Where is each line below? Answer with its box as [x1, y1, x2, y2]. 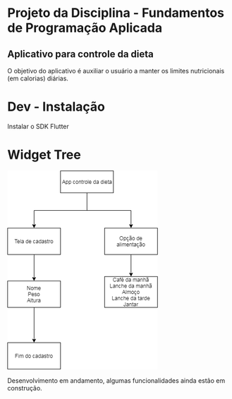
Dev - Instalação [7, 99, 106, 115]
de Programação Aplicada [7, 20, 163, 36]
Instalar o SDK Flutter [7, 122, 69, 130]
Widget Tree [7, 147, 81, 163]
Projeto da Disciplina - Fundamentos [7, 5, 224, 21]
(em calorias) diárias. [7, 74, 69, 82]
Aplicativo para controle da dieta [7, 48, 154, 60]
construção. [7, 383, 42, 392]
